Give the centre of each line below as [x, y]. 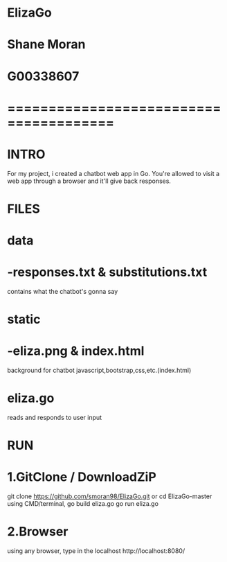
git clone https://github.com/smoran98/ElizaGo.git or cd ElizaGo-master [110, 496]
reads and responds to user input [55, 418]
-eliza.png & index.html [76, 351]
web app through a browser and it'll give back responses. [89, 181]
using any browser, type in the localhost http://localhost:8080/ [96, 551]
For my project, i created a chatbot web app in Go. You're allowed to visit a [113, 173]
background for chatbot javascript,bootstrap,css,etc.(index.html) [99, 370]
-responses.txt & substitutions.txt [107, 272]
